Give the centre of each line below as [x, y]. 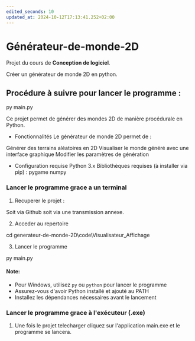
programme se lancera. [43, 332]
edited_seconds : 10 [30, 12]
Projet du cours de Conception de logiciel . [58, 63]
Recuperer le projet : [40, 200]
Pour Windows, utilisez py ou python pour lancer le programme [91, 285]
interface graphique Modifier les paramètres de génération [78, 154]
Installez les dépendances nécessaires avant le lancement [85, 297]
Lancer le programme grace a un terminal [66, 187]
